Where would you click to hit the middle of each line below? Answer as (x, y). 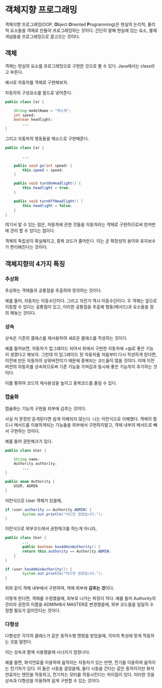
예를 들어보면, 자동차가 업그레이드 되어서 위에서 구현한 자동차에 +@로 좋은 (75, 348)
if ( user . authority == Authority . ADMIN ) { (48, 510)
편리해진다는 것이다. (29, 247)
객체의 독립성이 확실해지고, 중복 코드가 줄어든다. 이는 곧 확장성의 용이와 (72, 241)
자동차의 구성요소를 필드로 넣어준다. (39, 92)
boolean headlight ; (33, 120)
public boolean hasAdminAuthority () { (61, 547)
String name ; (27, 459)
